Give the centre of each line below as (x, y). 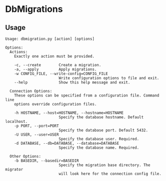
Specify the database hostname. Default (101, 117)
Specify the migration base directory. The (104, 165)
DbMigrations (34, 9)
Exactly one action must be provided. (54, 56)
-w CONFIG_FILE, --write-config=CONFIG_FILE (61, 74)
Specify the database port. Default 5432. (103, 130)
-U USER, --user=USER (36, 135)
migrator (14, 170)
